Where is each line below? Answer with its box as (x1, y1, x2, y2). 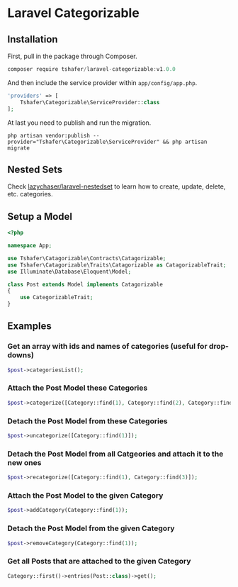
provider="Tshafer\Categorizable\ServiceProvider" (7, 138, 160, 145)
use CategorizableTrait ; (20, 294, 93, 301)
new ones (7, 457, 42, 467)
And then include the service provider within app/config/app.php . (7, 78, 198, 86)
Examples (7, 320, 52, 332)
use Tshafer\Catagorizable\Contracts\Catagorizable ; (7, 255, 166, 262)
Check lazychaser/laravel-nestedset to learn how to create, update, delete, (7, 182, 226, 191)
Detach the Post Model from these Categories (7, 416, 168, 426)
